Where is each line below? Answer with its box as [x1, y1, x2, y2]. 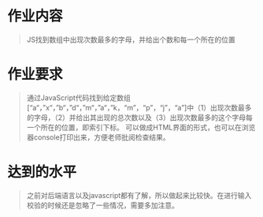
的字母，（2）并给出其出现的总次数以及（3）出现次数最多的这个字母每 [26, 112, 253, 122]
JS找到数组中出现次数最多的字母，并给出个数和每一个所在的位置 [26, 35, 235, 44]
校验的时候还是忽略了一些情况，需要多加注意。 [26, 200, 179, 210]
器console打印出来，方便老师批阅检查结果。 [26, 132, 170, 142]
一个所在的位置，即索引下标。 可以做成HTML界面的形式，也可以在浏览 [26, 122, 256, 132]
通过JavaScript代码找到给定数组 [26, 92, 131, 103]
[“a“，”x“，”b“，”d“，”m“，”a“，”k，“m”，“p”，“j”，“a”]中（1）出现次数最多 [26, 103, 253, 112]
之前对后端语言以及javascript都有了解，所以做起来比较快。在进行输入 [26, 190, 252, 200]
